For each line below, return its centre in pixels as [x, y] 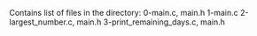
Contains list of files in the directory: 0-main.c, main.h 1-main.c [124, 13]
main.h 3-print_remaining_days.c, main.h [151, 22]
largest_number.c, [42, 22]
